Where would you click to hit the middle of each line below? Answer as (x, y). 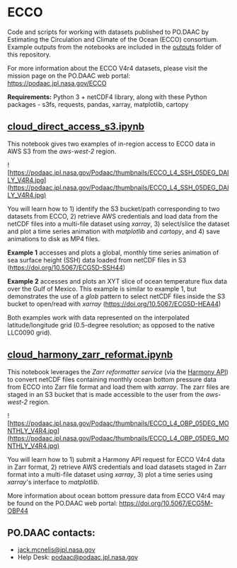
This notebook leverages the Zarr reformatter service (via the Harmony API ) (118, 371)
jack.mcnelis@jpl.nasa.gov (56, 550)
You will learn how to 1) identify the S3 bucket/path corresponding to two (114, 209)
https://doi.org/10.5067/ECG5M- (166, 503)
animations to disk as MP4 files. (54, 238)
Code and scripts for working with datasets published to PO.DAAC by (108, 32)
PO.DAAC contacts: (51, 532)
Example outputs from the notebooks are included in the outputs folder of (114, 47)
